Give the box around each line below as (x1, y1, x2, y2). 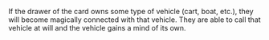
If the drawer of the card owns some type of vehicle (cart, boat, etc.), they (8, 7, 255, 16)
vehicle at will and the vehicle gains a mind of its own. (8, 24, 186, 32)
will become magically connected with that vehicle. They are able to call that (8, 15, 261, 24)
